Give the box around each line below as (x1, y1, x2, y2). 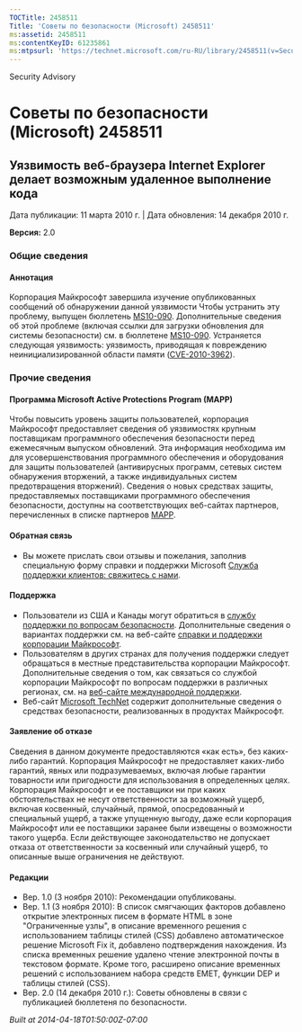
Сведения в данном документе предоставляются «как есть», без (9, 746, 262, 757)
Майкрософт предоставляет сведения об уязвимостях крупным (9, 424, 256, 435)
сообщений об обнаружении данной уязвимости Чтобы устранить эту (9, 301, 280, 312)
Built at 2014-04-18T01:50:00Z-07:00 (9, 1014, 148, 1026)
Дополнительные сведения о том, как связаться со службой (22, 667, 258, 678)
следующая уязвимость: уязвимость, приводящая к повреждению (9, 339, 268, 351)
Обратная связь (9, 530, 73, 541)
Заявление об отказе (9, 726, 93, 737)
